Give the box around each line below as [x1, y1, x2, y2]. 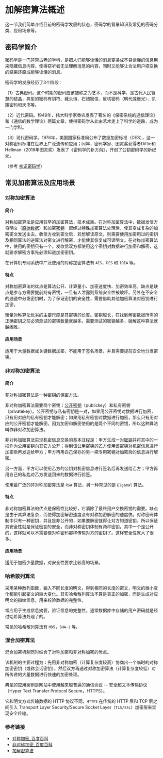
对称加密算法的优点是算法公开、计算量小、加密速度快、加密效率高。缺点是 [5, 284, 154, 289]
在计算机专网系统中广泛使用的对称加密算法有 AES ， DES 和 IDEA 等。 [5, 260, 138, 266]
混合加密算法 [5, 637, 35, 644]
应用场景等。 [13, 27, 39, 33]
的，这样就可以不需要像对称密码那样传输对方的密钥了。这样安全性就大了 [5, 530, 149, 536]
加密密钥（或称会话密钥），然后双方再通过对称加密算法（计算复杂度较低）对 [5, 665, 156, 671]
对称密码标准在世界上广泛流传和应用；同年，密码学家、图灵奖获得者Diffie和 [5, 140, 156, 146]
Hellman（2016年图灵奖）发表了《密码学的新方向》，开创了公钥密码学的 [5, 147, 148, 152]
